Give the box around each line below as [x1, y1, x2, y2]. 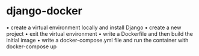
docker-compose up [6, 43, 57, 50]
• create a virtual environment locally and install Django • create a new [6, 24, 182, 31]
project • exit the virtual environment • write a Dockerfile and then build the [6, 30, 194, 37]
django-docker [6, 4, 82, 18]
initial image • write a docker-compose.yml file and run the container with [6, 36, 189, 43]
